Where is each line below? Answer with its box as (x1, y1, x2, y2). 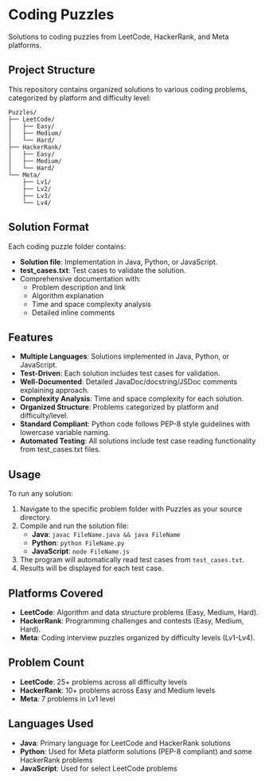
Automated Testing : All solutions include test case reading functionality (19, 436, 256, 446)
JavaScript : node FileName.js (31, 546, 130, 556)
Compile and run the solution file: (19, 521, 129, 530)
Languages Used (8, 717, 94, 731)
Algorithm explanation (31, 290, 104, 300)
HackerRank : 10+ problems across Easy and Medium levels (19, 686, 216, 695)
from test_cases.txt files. (19, 445, 101, 454)
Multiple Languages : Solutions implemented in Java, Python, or (19, 352, 229, 361)
